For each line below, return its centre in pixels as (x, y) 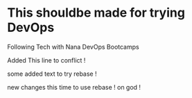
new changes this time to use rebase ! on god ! (74, 87)
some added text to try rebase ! (52, 74)
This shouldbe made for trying (96, 13)
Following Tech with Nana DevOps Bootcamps (73, 47)
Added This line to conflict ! (46, 60)
